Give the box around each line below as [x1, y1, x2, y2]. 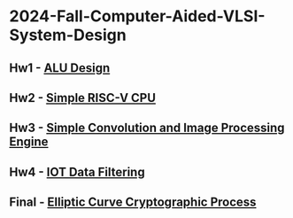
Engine [9, 135, 49, 150]
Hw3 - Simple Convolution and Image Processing [9, 121, 285, 136]
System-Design [9, 25, 127, 45]
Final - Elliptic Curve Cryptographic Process [9, 195, 257, 210]
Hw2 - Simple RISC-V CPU [9, 90, 157, 105]
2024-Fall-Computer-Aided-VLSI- [9, 6, 266, 27]
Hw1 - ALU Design [9, 60, 111, 75]
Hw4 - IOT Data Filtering [9, 164, 145, 179]
